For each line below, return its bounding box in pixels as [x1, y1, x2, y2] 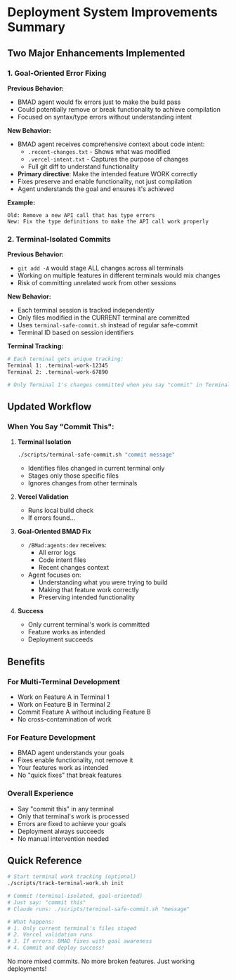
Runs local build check [27, 507, 93, 515]
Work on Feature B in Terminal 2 [17, 700, 111, 708]
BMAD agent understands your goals [17, 749, 125, 757]
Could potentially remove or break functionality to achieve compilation [17, 105, 221, 113]
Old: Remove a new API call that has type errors [7, 211, 156, 218]
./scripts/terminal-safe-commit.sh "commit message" [17, 451, 176, 459]
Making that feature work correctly [38, 586, 139, 594]
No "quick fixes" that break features [17, 771, 122, 780]
